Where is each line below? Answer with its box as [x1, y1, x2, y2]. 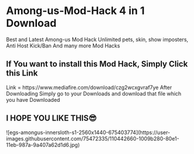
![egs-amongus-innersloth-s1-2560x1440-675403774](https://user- [6, 129, 171, 136]
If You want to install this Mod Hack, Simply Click [6, 59, 188, 69]
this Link [6, 69, 38, 78]
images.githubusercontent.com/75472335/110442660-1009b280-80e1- [6, 135, 180, 142]
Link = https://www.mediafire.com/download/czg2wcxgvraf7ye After [6, 84, 172, 91]
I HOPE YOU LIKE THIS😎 [6, 113, 97, 124]
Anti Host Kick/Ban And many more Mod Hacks [6, 42, 120, 49]
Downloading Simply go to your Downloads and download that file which [6, 90, 182, 97]
